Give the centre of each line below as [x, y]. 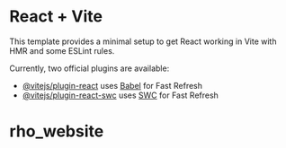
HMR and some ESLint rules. [62, 50]
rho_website [57, 131]
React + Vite [56, 17]
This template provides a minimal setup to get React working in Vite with [143, 41]
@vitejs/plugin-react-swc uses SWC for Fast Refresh [120, 95]
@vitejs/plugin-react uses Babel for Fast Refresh [112, 85]
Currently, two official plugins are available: [89, 68]
